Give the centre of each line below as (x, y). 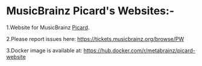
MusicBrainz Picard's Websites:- (90, 11)
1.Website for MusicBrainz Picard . (48, 27)
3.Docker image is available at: (44, 50)
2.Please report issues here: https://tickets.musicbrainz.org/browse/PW (95, 39)
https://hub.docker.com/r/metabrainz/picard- (140, 50)
